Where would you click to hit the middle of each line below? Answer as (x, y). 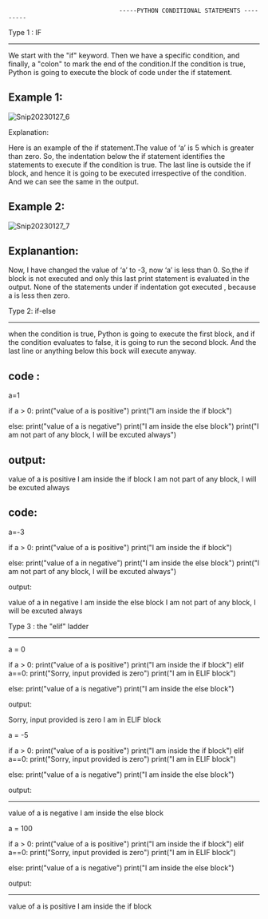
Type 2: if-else (32, 311)
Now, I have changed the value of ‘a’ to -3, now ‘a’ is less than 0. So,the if (129, 270)
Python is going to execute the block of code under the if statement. (120, 72)
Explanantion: (43, 251)
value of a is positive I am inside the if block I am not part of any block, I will (132, 479)
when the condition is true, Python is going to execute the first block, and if (132, 334)
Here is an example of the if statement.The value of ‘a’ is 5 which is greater (131, 148)
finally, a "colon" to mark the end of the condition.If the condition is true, (127, 64)
